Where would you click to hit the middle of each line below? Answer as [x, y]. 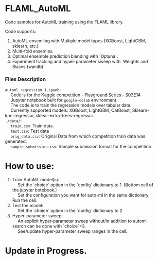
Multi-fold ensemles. [33, 51]
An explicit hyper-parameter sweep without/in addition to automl [82, 221]
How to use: [30, 166]
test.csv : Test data [30, 131]
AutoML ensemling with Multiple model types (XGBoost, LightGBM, [79, 41]
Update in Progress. [46, 251]
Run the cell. [25, 200]
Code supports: [21, 31]
